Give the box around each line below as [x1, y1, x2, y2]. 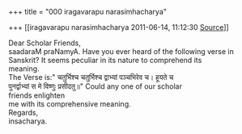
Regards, [8, 108, 39, 117]
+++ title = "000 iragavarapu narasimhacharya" [8, 7, 168, 16]
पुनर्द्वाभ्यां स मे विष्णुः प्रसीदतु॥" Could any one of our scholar [8, 82, 182, 91]
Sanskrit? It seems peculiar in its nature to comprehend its [8, 56, 202, 65]
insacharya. [8, 116, 48, 126]
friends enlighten [8, 90, 66, 100]
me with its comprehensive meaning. [8, 99, 131, 108]
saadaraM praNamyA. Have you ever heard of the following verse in [8, 47, 235, 56]
